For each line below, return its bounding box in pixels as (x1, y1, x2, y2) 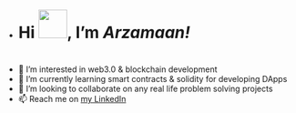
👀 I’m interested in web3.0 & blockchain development (17, 64, 218, 75)
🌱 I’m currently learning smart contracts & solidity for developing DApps (17, 74, 288, 85)
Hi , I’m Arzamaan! (17, 23, 191, 43)
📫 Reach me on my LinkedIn (17, 94, 127, 105)
